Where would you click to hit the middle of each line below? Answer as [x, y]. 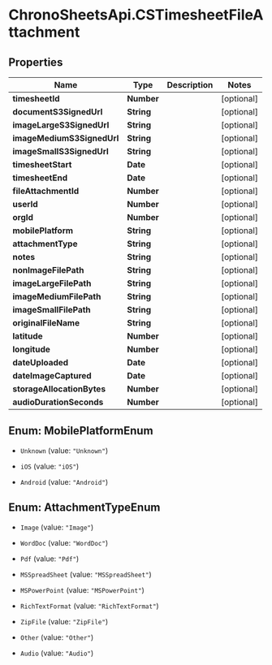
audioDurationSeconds [58, 402]
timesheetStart [42, 164]
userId [25, 204]
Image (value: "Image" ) [57, 527]
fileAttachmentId [46, 191]
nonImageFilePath [48, 270]
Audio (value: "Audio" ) [57, 653]
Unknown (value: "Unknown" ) [64, 450]
